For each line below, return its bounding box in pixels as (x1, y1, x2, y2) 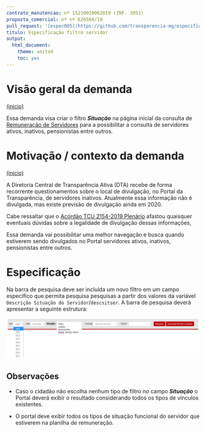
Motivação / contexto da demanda (6, 149, 185, 162)
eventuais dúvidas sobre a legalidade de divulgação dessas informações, (6, 219, 192, 226)
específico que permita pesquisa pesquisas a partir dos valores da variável (6, 292, 196, 300)
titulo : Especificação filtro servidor (6, 29, 109, 36)
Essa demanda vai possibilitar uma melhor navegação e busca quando (6, 230, 185, 238)
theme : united (17, 49, 53, 55)
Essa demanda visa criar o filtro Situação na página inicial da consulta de (6, 114, 193, 122)
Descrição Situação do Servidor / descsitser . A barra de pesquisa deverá (6, 298, 191, 306)
